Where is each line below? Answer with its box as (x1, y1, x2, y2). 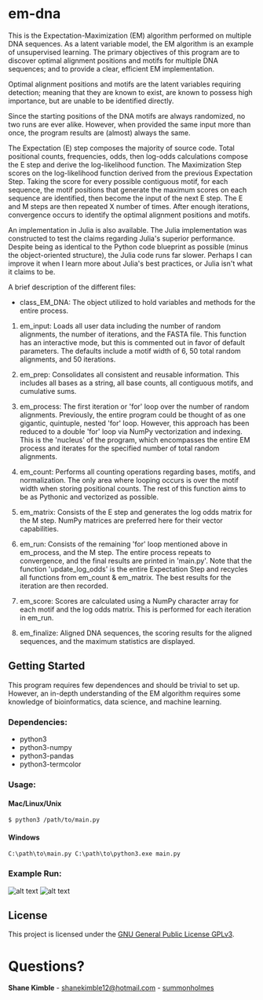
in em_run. (19, 612, 54, 622)
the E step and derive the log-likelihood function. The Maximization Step (8, 160, 242, 169)
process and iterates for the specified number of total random (19, 443, 220, 453)
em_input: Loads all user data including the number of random (19, 321, 221, 330)
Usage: (8, 779, 37, 790)
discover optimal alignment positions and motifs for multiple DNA (8, 56, 218, 65)
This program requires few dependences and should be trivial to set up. (8, 680, 240, 689)
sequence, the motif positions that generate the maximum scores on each (8, 185, 247, 194)
